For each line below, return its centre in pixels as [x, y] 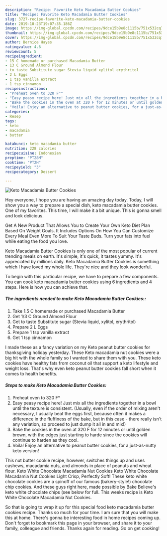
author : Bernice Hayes [29, 42]
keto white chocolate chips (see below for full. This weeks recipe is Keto [79, 492]
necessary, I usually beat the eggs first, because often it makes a [79, 414]
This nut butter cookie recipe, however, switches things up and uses [75, 460]
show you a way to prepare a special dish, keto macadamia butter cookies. [82, 205]
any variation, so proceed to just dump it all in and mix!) [69, 424]
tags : [11, 121]
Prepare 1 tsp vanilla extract [41, 333]
